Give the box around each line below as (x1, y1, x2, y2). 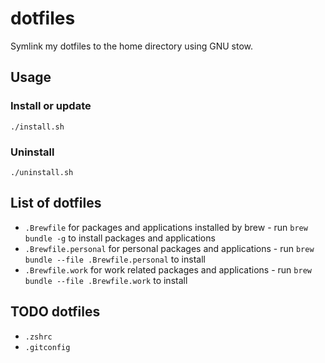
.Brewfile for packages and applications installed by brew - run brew (24, 221, 308, 233)
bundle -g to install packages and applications (24, 232, 216, 244)
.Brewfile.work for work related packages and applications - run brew (24, 263, 312, 276)
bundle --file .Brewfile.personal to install (24, 253, 206, 265)
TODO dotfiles (10, 303, 101, 321)
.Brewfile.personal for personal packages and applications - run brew (24, 242, 315, 254)
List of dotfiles (10, 195, 102, 212)
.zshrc (24, 332, 53, 342)
